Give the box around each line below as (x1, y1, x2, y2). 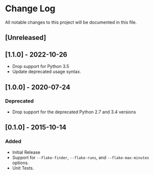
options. (12, 160, 29, 166)
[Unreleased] (5, 34, 47, 42)
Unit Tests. (12, 165, 34, 171)
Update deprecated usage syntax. (12, 69, 81, 74)
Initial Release (12, 149, 41, 155)
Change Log (5, 3, 55, 14)
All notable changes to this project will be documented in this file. (5, 19, 137, 25)
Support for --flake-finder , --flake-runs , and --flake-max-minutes (12, 154, 150, 160)
